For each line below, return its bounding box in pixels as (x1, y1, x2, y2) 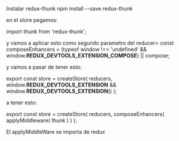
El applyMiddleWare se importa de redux (6, 129, 106, 135)
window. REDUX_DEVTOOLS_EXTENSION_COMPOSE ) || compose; (6, 52, 170, 59)
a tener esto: (6, 99, 37, 106)
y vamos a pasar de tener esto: (6, 63, 82, 70)
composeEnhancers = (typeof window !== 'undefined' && (6, 46, 147, 53)
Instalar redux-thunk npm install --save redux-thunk (6, 5, 133, 12)
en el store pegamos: (6, 17, 58, 23)
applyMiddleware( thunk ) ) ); (6, 117, 77, 124)
